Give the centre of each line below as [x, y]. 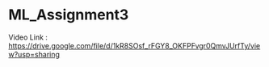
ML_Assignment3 [69, 15]
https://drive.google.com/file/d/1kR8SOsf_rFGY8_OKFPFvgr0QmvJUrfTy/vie [134, 45]
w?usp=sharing [34, 54]
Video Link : [28, 37]
